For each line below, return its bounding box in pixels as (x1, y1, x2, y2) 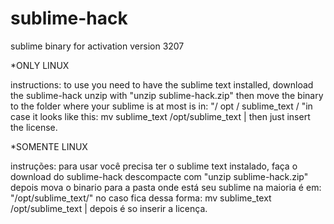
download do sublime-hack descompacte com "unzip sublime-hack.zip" (10, 170, 309, 182)
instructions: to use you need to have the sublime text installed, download (10, 78, 314, 91)
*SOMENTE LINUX (10, 140, 88, 152)
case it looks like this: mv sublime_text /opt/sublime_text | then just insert (10, 110, 311, 122)
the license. (10, 121, 58, 133)
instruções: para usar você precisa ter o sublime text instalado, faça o (10, 160, 298, 172)
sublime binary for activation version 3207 (10, 40, 185, 52)
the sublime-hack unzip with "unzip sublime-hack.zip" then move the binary (10, 89, 324, 101)
